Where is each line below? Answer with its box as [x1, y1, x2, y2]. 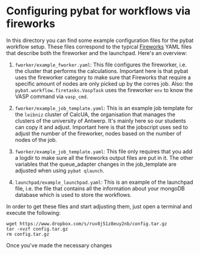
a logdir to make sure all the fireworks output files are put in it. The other [14, 154, 193, 161]
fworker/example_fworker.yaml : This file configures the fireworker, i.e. [14, 61, 187, 68]
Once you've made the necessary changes [6, 241, 113, 249]
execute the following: [6, 209, 61, 216]
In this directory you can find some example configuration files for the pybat [6, 37, 194, 44]
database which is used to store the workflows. [14, 191, 132, 198]
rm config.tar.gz [6, 231, 50, 237]
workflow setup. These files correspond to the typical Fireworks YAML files [6, 43, 192, 50]
